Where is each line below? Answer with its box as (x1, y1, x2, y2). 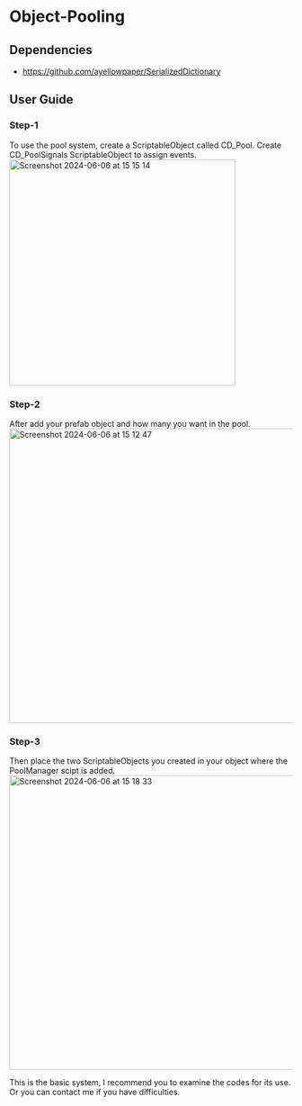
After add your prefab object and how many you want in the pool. (9, 418, 251, 429)
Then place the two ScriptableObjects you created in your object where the (9, 756, 289, 766)
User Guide (9, 92, 74, 107)
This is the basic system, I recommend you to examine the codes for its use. (9, 1077, 291, 1088)
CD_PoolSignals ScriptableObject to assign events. (9, 149, 198, 159)
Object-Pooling (9, 6, 126, 27)
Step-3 (9, 735, 40, 748)
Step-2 (9, 398, 40, 411)
